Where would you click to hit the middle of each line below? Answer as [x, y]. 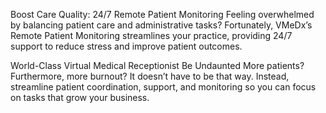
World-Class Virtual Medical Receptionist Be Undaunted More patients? [157, 65]
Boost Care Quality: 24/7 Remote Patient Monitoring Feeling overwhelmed [162, 14]
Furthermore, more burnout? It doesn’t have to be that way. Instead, [150, 76]
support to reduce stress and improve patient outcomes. [126, 46]
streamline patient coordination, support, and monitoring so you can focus [163, 87]
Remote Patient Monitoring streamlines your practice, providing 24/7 [151, 35]
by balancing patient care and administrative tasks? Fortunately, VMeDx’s [161, 25]
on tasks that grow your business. [80, 97]
